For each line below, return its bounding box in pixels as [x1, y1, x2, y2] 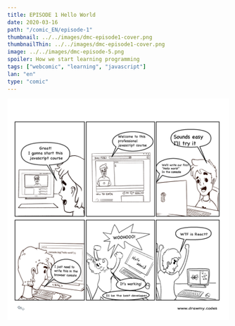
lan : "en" [7, 70, 37, 77]
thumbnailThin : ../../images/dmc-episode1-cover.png [7, 41, 165, 48]
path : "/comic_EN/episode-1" [7, 26, 93, 33]
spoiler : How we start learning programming [7, 56, 140, 63]
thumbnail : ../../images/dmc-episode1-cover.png [7, 34, 153, 41]
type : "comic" [7, 78, 49, 85]
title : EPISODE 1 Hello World [7, 11, 96, 18]
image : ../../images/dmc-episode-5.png [7, 48, 125, 56]
